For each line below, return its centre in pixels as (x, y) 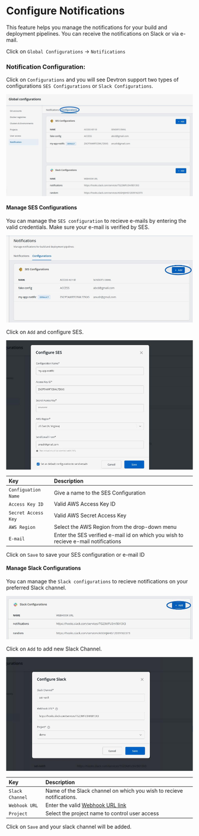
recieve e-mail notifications (88, 541)
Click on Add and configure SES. (45, 332)
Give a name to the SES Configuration (100, 493)
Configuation (25, 490)
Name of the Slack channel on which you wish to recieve (114, 790)
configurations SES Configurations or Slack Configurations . (80, 86)
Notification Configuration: (46, 66)
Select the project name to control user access (102, 813)
